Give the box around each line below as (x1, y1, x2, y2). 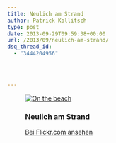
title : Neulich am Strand (7, 10, 83, 18)
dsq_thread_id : (7, 43, 52, 50)
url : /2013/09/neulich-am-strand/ (7, 37, 110, 44)
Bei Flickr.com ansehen (25, 128, 93, 137)
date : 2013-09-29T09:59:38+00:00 (7, 30, 106, 38)
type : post (7, 23, 40, 30)
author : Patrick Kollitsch (7, 17, 87, 24)
